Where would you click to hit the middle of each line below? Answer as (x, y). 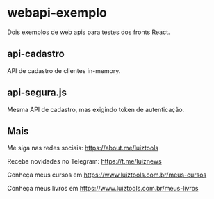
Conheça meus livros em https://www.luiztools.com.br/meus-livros (103, 189)
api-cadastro (36, 54)
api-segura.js (37, 93)
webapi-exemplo (57, 13)
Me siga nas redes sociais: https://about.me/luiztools (83, 148)
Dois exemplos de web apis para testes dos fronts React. (89, 32)
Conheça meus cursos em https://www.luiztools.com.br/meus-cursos (107, 175)
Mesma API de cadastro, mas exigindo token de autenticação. (96, 109)
